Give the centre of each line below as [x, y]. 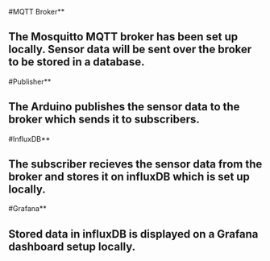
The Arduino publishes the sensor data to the [124, 107]
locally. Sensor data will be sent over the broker [130, 50]
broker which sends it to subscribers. [104, 120]
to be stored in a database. [77, 62]
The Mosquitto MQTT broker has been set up [123, 37]
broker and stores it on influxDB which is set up [129, 177]
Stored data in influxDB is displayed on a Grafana [133, 234]
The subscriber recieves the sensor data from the [135, 164]
